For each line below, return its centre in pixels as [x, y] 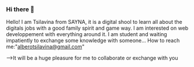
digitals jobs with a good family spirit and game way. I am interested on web [97, 28]
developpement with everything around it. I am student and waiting [87, 34]
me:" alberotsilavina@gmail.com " [45, 47]
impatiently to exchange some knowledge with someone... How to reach [93, 41]
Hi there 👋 [20, 9]
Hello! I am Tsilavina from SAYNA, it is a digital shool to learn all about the [94, 22]
